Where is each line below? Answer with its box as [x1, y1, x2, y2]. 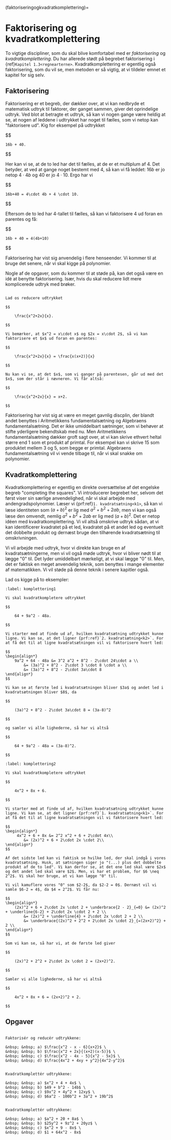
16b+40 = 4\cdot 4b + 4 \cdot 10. [5, 192, 79, 197]
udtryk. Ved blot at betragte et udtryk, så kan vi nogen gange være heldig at [5, 111, 166, 117]
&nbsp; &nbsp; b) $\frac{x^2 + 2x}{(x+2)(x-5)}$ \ [5, 1049, 116, 1054]
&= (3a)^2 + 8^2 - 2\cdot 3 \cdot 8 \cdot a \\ [24, 662, 127, 668]
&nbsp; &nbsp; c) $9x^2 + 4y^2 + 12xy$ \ [5, 1089, 95, 1094]
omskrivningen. [5, 535, 38, 541]
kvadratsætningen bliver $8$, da [5, 689, 77, 695]
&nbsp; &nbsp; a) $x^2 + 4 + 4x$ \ [5, 1080, 81, 1086]
